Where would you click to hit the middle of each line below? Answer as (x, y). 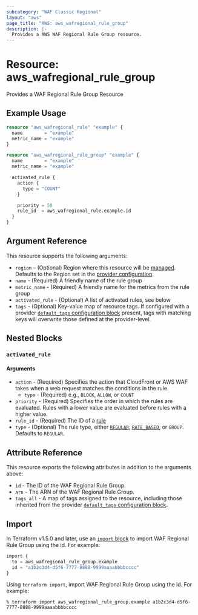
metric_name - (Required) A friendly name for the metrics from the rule (102, 287)
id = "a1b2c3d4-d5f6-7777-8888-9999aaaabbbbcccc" (75, 567)
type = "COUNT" (41, 189)
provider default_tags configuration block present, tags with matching (103, 313)
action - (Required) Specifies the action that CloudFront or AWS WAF (101, 382)
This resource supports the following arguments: (67, 256)
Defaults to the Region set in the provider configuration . (84, 274)
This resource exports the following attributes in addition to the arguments (99, 467)
